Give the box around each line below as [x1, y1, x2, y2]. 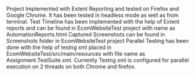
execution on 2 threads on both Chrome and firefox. [6, 63, 136, 70]
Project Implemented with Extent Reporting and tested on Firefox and [6, 5, 179, 12]
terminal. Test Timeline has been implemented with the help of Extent [6, 18, 180, 25]
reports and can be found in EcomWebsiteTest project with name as [6, 24, 176, 31]
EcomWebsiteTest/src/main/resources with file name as [6, 50, 146, 57]
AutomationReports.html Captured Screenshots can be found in [6, 31, 165, 38]
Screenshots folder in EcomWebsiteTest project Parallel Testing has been [6, 37, 190, 44]
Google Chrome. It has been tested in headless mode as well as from [6, 11, 179, 19]
